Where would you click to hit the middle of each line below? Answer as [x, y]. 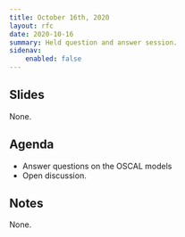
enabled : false [54, 59]
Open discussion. [54, 176]
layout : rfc [31, 26]
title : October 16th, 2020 [59, 17]
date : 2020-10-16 [42, 34]
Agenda [32, 145]
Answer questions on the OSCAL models [97, 166]
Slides [27, 95]
